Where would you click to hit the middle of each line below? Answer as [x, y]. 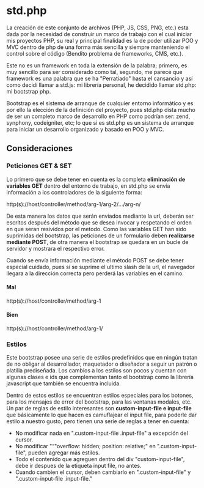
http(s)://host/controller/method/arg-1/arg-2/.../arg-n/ [74, 204]
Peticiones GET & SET [39, 166]
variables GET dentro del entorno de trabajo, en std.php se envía [88, 186]
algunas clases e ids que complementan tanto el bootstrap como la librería [100, 377]
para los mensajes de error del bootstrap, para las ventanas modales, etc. [99, 402]
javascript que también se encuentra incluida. [64, 383]
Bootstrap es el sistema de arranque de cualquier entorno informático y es [100, 103]
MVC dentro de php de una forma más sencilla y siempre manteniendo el [98, 47]
